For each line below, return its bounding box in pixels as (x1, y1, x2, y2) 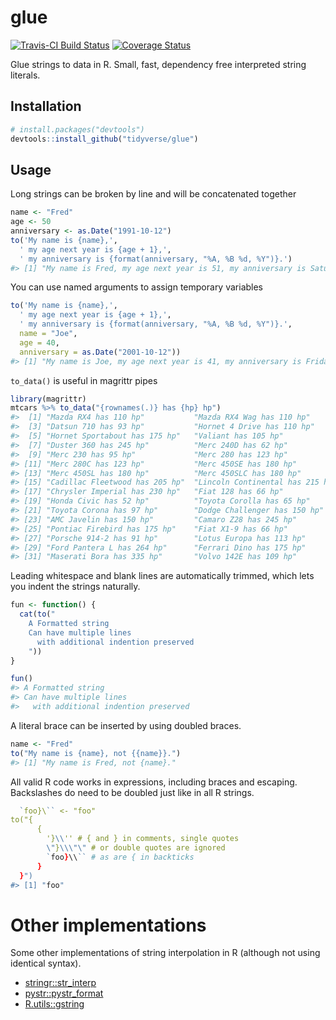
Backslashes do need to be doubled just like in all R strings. (10, 786, 255, 798)
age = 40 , (19, 337, 60, 348)
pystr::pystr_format (24, 987, 104, 1000)
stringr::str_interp (24, 977, 97, 989)
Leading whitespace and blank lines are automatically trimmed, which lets (10, 570, 315, 582)
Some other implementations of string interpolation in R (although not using (10, 947, 321, 959)
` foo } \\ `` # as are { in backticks (46, 852, 195, 862)
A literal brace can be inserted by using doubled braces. (10, 719, 242, 731)
